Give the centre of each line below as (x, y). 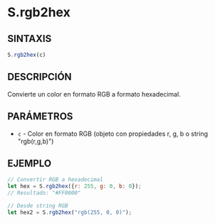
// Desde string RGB (38, 206)
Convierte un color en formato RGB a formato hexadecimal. (94, 94)
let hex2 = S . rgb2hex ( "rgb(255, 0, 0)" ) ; (70, 212)
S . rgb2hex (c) (27, 55)
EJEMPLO (30, 163)
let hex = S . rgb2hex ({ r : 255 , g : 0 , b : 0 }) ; (74, 186)
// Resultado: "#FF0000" (44, 193)
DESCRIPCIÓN (40, 77)
